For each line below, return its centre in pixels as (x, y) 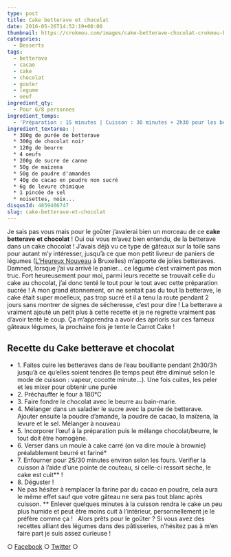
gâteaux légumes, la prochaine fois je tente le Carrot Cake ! (91, 326)
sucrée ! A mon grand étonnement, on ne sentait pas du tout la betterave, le (114, 290)
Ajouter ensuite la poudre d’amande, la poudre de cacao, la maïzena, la (118, 416)
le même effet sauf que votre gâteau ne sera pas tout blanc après (110, 496)
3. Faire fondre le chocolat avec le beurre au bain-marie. (97, 401)
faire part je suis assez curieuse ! (64, 533)
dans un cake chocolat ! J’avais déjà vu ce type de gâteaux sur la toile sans (114, 246)
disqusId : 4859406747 (38, 206)
